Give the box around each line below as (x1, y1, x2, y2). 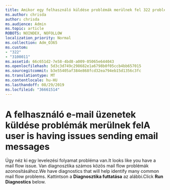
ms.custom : (5, 45, 28, 50)
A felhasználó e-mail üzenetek (5, 109, 136, 120)
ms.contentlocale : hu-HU (5, 78, 58, 83)
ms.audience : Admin (5, 21, 47, 27)
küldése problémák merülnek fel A (5, 119, 151, 131)
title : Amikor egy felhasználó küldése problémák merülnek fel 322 (5, 7, 151, 13)
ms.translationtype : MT (5, 73, 56, 78)
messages (5, 141, 50, 152)
